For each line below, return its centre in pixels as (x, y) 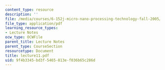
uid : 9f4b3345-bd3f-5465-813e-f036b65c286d (50, 60)
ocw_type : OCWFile (24, 37)
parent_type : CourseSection (34, 46)
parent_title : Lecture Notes (35, 42)
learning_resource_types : (31, 28)
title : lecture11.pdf (27, 55)
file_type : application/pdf (34, 23)
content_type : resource (29, 10)
